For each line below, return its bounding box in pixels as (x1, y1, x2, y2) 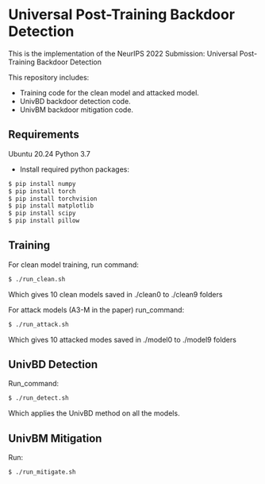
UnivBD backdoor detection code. (19, 96, 131, 106)
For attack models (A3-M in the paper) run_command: (8, 304, 185, 315)
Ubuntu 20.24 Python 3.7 (8, 149, 91, 158)
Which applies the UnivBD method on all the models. (8, 408, 180, 418)
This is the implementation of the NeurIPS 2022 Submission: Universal (8, 48, 238, 58)
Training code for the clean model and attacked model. (19, 87, 200, 97)
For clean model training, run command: (8, 260, 139, 269)
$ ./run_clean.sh (8, 275, 66, 283)
